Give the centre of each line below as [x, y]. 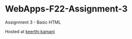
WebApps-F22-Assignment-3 [66, 9]
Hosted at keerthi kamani [30, 31]
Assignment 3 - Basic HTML [33, 22]
